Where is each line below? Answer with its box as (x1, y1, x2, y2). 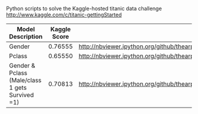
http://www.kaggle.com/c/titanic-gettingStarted (6, 11, 122, 18)
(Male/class (9, 76, 42, 84)
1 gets (9, 83, 27, 92)
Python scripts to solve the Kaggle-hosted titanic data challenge (6, 5, 162, 12)
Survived (9, 91, 34, 99)
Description (9, 32, 43, 41)
